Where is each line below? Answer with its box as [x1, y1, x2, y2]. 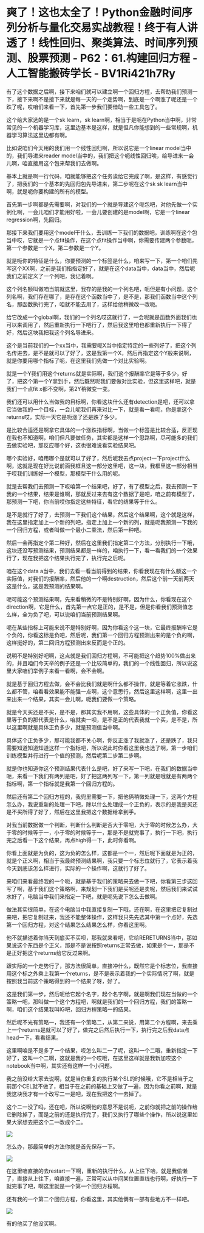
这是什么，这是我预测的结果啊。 [6, 582, 86, 590]
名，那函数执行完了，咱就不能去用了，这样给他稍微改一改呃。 [6, 300, 161, 308]
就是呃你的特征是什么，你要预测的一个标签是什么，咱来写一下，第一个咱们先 [6, 257, 198, 264]
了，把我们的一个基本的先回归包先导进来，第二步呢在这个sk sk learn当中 [6, 180, 188, 187]
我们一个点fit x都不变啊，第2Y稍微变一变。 [6, 385, 114, 392]
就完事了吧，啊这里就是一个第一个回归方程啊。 [6, 1182, 123, 1190]
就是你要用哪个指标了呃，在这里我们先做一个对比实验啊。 [6, 357, 150, 364]
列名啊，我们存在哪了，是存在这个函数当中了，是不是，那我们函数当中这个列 [6, 293, 198, 300]
